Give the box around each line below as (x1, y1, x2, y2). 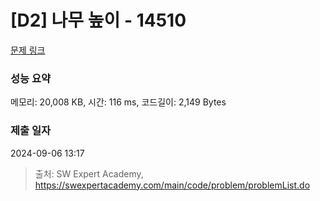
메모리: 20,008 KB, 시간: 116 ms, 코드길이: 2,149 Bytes (10, 96, 227, 108)
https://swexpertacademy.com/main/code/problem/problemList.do (34, 179, 311, 191)
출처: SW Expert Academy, (34, 167, 144, 180)
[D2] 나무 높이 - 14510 (10, 9, 187, 32)
